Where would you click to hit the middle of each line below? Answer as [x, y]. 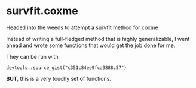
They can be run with [32, 56]
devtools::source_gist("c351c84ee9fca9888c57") [67, 67]
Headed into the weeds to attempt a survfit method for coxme [82, 27]
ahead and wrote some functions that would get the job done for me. [91, 45]
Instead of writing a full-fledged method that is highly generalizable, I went [98, 39]
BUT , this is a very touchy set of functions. [59, 78]
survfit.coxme [42, 11]
